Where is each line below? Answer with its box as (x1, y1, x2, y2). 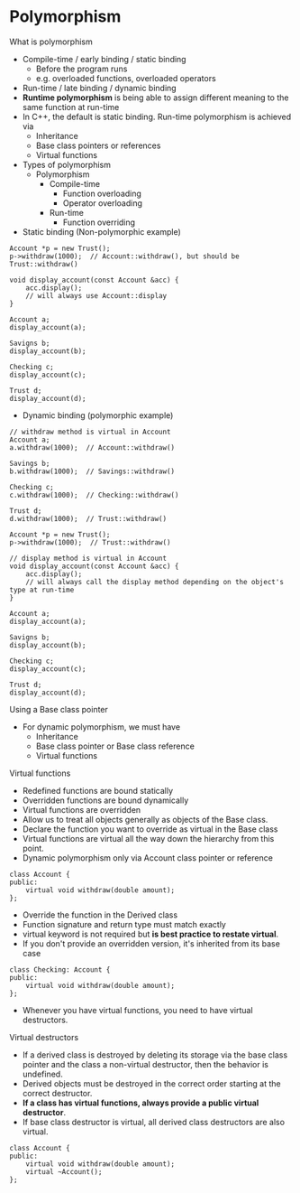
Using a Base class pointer (9, 704, 108, 714)
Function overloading (62, 188, 142, 199)
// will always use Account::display (25, 291, 168, 300)
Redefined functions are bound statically (22, 785, 174, 796)
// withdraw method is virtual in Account (9, 427, 171, 436)
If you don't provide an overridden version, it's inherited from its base (22, 937, 281, 949)
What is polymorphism (9, 36, 93, 47)
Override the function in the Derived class (22, 909, 178, 920)
